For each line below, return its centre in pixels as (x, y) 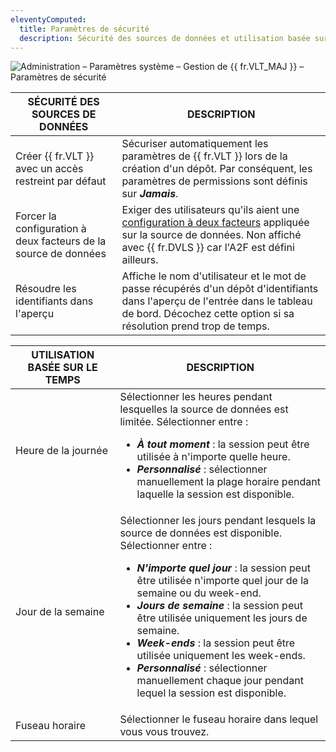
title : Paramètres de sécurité (84, 29)
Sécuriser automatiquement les (195, 144)
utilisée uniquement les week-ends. (221, 656)
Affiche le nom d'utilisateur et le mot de (214, 276)
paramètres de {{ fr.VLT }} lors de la (204, 156)
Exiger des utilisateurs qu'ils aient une (210, 210)
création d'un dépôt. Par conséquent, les (217, 169)
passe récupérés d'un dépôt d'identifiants (220, 289)
